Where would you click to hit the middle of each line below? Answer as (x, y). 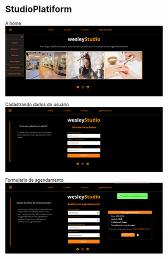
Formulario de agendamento (34, 180)
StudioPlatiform (39, 9)
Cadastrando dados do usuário (37, 104)
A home (13, 23)
